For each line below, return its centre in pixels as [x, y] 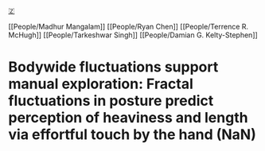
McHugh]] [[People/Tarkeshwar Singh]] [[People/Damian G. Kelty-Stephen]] [133, 35]
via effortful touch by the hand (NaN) [132, 135]
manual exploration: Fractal [101, 84]
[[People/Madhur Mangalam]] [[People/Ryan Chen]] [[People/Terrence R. [129, 27]
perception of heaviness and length [128, 118]
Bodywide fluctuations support [113, 67]
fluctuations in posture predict [111, 101]
